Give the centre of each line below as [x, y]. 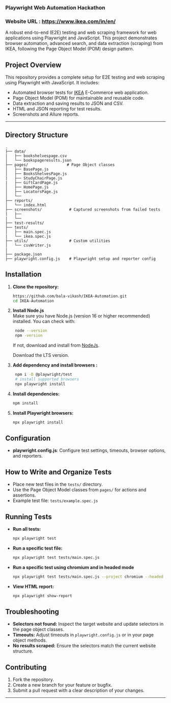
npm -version [29, 336]
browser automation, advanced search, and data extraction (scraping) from [84, 43]
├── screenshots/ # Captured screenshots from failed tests [83, 209]
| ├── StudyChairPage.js [34, 178]
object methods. [30, 640]
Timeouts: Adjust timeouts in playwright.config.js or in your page [83, 635]
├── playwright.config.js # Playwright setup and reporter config [81, 259]
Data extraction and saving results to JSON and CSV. [68, 103]
